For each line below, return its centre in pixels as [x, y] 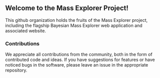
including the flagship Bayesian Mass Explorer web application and [74, 25]
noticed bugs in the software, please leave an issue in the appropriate [77, 65]
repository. [16, 70]
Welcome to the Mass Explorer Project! [67, 8]
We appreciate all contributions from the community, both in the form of [79, 55]
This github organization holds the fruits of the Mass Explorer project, [77, 20]
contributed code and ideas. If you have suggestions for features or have [80, 60]
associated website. [26, 31]
